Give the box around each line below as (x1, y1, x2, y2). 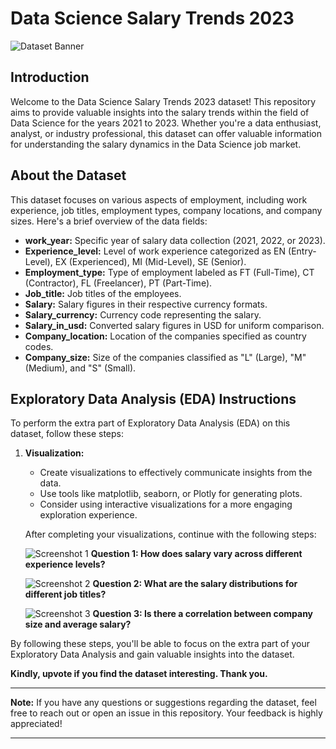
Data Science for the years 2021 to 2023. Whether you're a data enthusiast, (10, 117, 322, 129)
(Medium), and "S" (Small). (24, 362, 137, 374)
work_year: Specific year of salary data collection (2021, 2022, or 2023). (24, 234, 326, 246)
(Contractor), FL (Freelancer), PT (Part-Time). (24, 277, 213, 289)
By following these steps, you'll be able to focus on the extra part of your (10, 638, 311, 650)
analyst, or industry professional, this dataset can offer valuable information (10, 127, 322, 139)
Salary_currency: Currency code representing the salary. (24, 308, 262, 321)
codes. (24, 340, 54, 352)
